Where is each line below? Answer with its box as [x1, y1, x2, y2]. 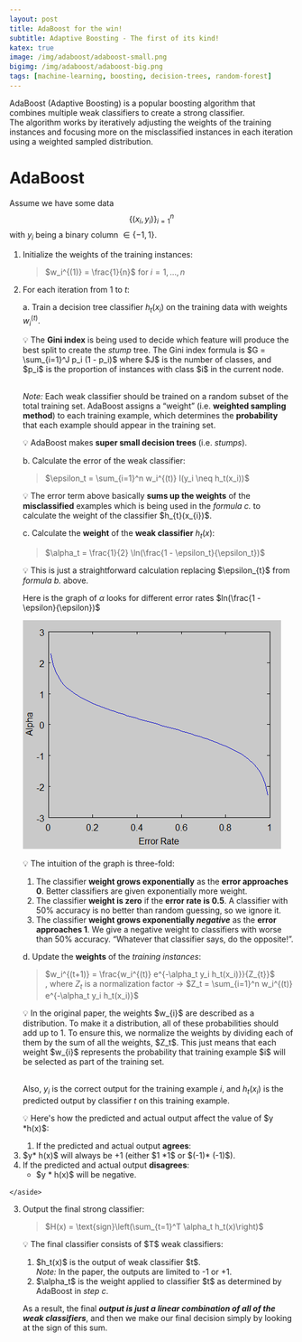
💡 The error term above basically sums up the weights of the [22, 491, 251, 502]
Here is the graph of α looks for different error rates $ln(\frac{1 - [22, 593, 261, 604]
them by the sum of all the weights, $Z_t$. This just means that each [22, 1037, 277, 1047]
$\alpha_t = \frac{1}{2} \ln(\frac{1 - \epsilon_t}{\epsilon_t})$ [44, 548, 266, 558]
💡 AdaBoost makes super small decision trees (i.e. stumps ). [22, 437, 248, 448]
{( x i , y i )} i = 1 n [129, 211, 174, 226]
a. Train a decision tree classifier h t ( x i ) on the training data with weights [22, 302, 288, 314]
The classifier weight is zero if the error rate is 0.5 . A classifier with [35, 896, 288, 906]
